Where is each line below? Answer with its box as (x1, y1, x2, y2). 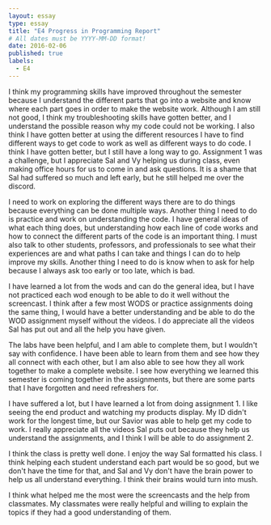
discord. (8, 181, 36, 191)
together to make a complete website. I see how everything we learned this (8, 366, 259, 375)
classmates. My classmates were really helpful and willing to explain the (8, 498, 248, 508)
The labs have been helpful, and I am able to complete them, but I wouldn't (8, 340, 258, 349)
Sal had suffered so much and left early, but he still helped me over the (8, 172, 244, 182)
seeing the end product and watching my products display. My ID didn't (8, 407, 247, 417)
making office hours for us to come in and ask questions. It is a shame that (8, 163, 257, 174)
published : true (8, 49, 63, 57)
